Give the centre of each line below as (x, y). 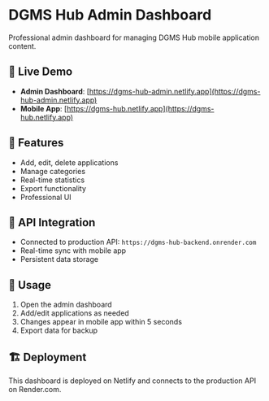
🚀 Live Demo (41, 72)
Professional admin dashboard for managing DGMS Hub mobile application (134, 37)
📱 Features (36, 143)
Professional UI (46, 197)
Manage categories (53, 171)
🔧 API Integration (52, 222)
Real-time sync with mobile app (73, 251)
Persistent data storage (59, 259)
